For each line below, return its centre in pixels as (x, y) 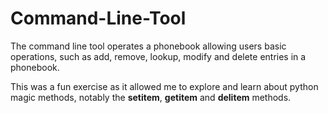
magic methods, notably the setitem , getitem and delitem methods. (151, 97)
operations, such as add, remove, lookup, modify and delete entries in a (158, 56)
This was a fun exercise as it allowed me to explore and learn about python (164, 86)
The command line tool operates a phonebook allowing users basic (148, 46)
